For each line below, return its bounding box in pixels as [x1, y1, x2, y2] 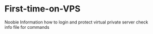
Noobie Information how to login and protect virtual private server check [4, 19, 148, 25]
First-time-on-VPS [4, 3, 81, 14]
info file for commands [4, 24, 50, 30]
